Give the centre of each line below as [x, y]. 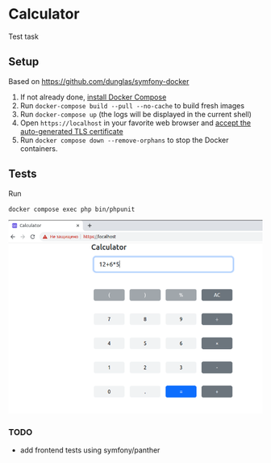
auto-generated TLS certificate [71, 131]
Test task [23, 36]
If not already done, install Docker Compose [93, 97]
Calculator [44, 14]
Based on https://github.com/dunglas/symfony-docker [99, 81]
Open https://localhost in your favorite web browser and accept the [135, 123]
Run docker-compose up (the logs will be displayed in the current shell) [136, 114]
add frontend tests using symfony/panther [90, 450]
